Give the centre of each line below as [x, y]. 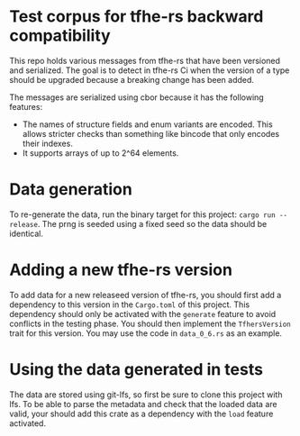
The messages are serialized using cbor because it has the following [136, 97]
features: [26, 106]
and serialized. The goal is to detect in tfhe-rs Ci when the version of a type [150, 70]
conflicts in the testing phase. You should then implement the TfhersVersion [150, 323]
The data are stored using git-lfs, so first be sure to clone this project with [146, 395]
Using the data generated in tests [136, 369]
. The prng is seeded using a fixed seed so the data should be [152, 223]
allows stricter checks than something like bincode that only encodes [151, 133]
